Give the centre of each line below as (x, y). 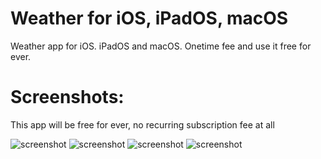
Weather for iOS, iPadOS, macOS (149, 18)
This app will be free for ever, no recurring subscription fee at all (142, 124)
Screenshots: (67, 97)
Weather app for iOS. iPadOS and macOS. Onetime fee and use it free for (161, 46)
